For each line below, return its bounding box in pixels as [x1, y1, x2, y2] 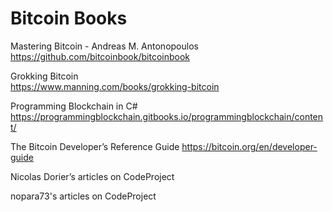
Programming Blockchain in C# [10, 100, 138, 112]
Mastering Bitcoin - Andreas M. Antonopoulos [10, 40, 199, 52]
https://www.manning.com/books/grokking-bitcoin [10, 80, 220, 92]
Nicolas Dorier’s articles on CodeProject [10, 170, 175, 182]
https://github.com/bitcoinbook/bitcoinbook [10, 50, 190, 62]
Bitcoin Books [10, 7, 128, 30]
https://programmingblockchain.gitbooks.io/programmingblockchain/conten [10, 110, 324, 122]
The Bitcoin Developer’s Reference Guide [10, 140, 180, 152]
